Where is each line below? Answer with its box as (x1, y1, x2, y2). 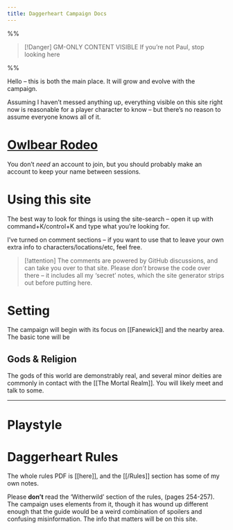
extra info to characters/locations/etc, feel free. (7, 242, 142, 251)
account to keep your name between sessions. (7, 167, 141, 176)
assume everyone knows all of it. (7, 113, 101, 121)
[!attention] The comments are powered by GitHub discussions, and (24, 256, 218, 265)
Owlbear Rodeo (7, 137, 98, 153)
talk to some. (7, 386, 44, 395)
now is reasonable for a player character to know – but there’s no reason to (7, 105, 221, 113)
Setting (7, 303, 50, 318)
